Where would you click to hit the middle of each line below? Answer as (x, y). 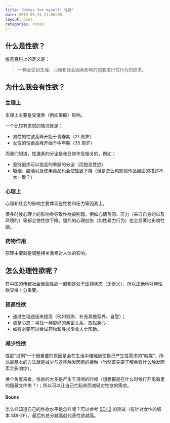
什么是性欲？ (25, 46)
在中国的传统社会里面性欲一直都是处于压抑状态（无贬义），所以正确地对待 (82, 284)
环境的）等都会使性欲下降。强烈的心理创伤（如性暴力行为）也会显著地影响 (83, 220)
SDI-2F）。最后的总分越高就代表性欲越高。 (55, 415)
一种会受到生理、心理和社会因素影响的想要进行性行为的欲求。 (82, 70)
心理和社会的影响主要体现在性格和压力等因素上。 (56, 204)
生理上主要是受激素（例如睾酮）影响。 (45, 115)
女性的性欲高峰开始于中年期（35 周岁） (54, 143)
